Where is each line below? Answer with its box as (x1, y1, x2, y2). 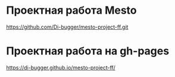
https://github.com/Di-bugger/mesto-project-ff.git (6, 23, 129, 30)
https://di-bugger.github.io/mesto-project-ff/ (6, 64, 115, 71)
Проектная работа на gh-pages (6, 44, 170, 58)
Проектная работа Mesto (6, 4, 137, 17)
